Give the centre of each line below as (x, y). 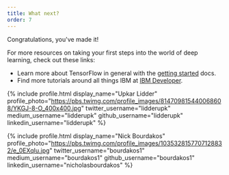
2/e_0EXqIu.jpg (28, 150)
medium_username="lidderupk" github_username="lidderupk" (95, 115)
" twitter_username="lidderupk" (126, 108)
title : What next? (33, 13)
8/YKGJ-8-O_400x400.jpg (44, 108)
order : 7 (19, 20)
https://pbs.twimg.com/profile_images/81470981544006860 (136, 100)
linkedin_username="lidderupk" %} (56, 122)
